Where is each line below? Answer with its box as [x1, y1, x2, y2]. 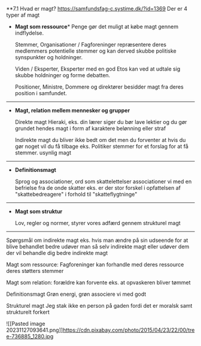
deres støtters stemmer [6, 268, 64, 274]
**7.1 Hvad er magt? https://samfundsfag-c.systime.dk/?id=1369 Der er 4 [6, 5, 187, 12]
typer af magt [6, 11, 40, 19]
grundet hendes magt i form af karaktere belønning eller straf [14, 125, 166, 132]
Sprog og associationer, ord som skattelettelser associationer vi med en [14, 178, 192, 185]
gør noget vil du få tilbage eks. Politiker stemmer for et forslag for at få [14, 143, 188, 150]
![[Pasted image [6, 320, 45, 327]
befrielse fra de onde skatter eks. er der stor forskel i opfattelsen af [14, 184, 181, 191]
